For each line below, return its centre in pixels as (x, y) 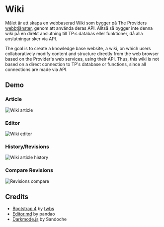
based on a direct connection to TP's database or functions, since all (76, 64)
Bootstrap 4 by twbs (33, 209)
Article (14, 99)
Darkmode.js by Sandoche (40, 219)
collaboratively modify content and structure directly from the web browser (82, 54)
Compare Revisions (29, 170)
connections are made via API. (37, 69)
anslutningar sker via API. (31, 39)
